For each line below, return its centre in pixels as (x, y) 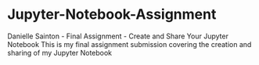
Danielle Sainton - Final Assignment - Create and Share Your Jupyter (118, 36)
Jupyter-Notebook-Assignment (112, 14)
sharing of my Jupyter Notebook (60, 52)
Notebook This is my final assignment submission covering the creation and (129, 44)
